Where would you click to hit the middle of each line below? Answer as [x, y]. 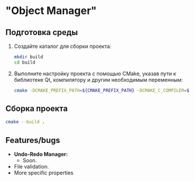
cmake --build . [25, 122]
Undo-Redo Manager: [41, 154]
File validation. [31, 167]
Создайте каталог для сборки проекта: [62, 46]
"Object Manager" [51, 11]
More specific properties [43, 173]
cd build [25, 62]
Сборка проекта [37, 109]
